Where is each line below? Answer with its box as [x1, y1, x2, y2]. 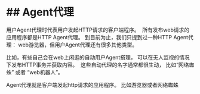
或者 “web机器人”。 [15, 68, 64, 76]
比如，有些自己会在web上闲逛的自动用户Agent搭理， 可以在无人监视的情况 [6, 54, 190, 61]
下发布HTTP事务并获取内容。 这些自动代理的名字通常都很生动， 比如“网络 [6, 61, 189, 68]
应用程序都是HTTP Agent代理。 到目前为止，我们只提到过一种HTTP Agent [6, 33, 189, 40]
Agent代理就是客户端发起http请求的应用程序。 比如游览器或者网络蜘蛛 [6, 81, 179, 88]
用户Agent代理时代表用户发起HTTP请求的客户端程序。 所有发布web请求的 [6, 26, 190, 33]
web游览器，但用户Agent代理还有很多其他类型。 [17, 41, 138, 48]
